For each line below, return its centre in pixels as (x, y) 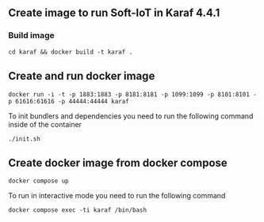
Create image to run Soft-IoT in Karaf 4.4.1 (114, 13)
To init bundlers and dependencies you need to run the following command (131, 116)
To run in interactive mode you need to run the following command (117, 196)
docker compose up (38, 181)
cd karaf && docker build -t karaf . (71, 52)
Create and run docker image (82, 76)
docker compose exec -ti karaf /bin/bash (78, 210)
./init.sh (25, 139)
